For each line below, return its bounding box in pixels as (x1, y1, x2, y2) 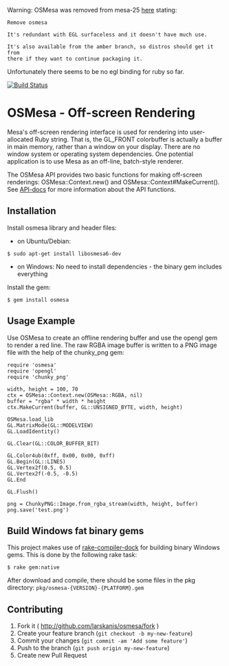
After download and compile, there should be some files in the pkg (7, 576, 196, 585)
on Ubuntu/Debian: (17, 237, 71, 245)
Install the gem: (7, 283, 51, 291)
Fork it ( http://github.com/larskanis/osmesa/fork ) (17, 622, 160, 630)
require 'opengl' (7, 367, 57, 375)
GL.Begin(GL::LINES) (7, 458, 67, 465)
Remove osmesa (7, 19, 48, 26)
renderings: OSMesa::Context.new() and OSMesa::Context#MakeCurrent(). (7, 177, 220, 186)
